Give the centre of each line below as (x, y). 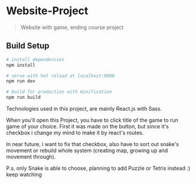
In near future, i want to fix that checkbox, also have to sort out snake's (92, 144)
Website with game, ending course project (72, 27)
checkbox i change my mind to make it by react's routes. (75, 133)
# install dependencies (35, 59)
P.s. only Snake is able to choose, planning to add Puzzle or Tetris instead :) (98, 168)
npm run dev (21, 81)
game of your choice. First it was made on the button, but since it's (88, 126)
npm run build (24, 98)
